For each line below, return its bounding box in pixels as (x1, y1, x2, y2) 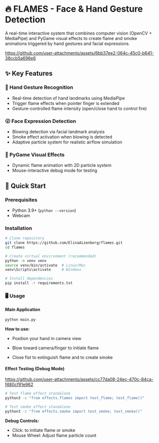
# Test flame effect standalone (5, 391, 71, 396)
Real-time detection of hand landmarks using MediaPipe (12, 95, 125, 101)
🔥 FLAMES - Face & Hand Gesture (5, 3, 143, 15)
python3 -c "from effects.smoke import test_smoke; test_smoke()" (5, 409, 142, 414)
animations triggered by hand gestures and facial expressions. (5, 40, 130, 46)
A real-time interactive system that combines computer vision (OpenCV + (5, 30, 152, 36)
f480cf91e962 (5, 382, 34, 387)
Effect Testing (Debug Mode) (5, 365, 65, 371)
